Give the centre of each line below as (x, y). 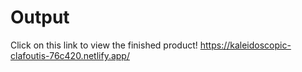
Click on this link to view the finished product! (104, 45)
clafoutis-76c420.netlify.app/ (70, 55)
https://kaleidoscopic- (245, 45)
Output (40, 17)
